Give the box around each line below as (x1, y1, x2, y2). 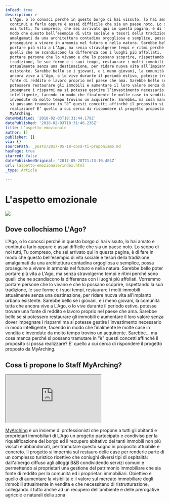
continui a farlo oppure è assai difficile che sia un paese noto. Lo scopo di (5, 244, 159, 250)
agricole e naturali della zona (5, 492, 66, 498)
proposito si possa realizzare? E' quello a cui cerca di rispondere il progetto (5, 340, 162, 347)
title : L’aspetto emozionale (5, 125, 67, 130)
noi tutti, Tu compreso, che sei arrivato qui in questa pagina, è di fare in (5, 249, 154, 255)
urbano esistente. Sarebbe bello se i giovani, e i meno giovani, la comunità (5, 297, 160, 304)
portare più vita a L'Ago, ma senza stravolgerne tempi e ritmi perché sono (5, 270, 158, 277)
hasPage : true (5, 149, 35, 154)
